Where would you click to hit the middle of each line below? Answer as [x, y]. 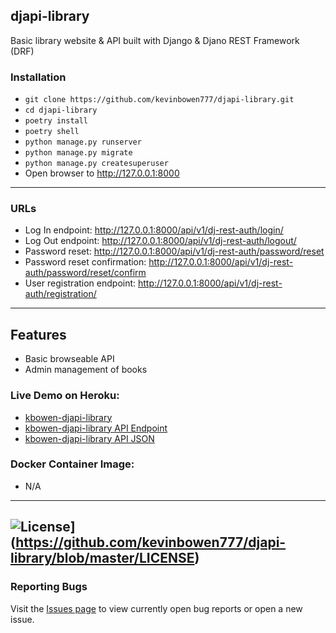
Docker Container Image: [72, 464]
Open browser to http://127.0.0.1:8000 [102, 173]
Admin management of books [86, 370]
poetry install [56, 121]
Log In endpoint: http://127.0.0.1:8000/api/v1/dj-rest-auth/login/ [154, 230]
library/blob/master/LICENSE [102, 558]
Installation [38, 77]
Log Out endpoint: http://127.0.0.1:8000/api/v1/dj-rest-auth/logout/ [160, 241]
